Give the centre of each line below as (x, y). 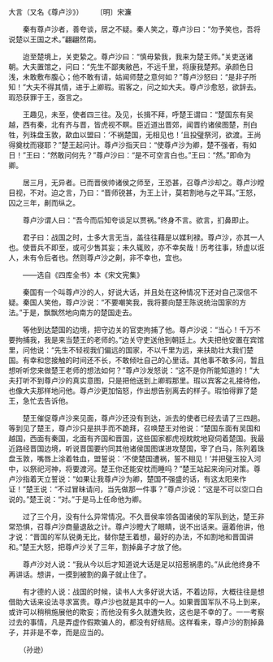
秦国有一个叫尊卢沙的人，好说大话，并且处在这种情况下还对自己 (129, 292)
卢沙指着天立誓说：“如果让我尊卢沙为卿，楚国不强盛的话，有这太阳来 (124, 479)
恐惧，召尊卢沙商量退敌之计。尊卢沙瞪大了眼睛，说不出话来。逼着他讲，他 (140, 527)
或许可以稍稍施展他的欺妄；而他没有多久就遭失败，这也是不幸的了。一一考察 (136, 612)
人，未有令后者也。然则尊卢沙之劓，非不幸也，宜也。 (97, 257)
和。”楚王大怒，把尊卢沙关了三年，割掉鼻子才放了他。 (97, 547)
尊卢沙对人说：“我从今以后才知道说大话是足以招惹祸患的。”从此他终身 (138, 564)
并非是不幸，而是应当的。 (65, 632)
